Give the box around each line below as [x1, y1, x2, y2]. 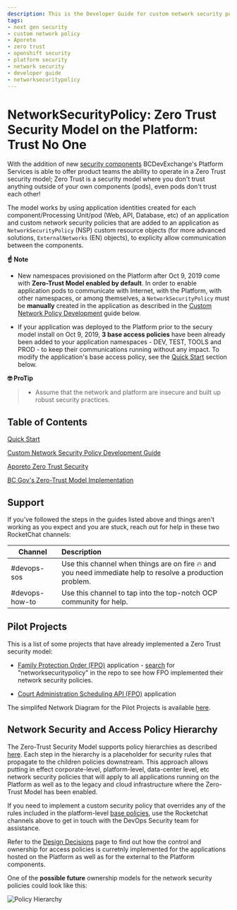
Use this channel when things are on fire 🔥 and [61, 559, 217, 569]
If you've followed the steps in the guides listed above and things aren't [7, 515, 215, 524]
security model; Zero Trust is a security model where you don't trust [7, 175, 206, 184]
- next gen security [7, 23, 68, 30]
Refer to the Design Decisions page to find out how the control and [7, 837, 202, 846]
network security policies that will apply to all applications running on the [7, 772, 219, 781]
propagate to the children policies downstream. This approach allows [7, 757, 209, 766]
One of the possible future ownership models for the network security [7, 873, 213, 882]
